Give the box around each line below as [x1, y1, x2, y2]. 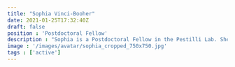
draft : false [7, 23, 45, 30]
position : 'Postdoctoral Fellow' [7, 29, 108, 37]
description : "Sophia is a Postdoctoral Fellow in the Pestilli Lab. [7, 36, 218, 43]
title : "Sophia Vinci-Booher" [7, 10, 96, 17]
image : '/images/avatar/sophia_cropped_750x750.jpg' [7, 43, 168, 50]
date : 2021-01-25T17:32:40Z [7, 17, 90, 24]
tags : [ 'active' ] [7, 50, 61, 57]
